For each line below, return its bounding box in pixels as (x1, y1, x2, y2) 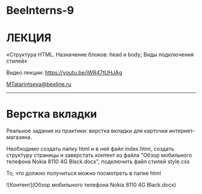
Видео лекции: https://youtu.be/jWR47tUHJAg (6, 69, 123, 76)
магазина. (6, 133, 32, 141)
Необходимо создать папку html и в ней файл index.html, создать (6, 145, 174, 153)
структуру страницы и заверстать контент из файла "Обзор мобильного (6, 151, 192, 159)
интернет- (169, 127, 195, 135)
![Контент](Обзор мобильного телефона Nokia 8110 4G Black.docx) (6, 181, 176, 189)
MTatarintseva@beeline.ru (6, 80, 72, 88)
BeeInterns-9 (6, 4, 74, 17)
